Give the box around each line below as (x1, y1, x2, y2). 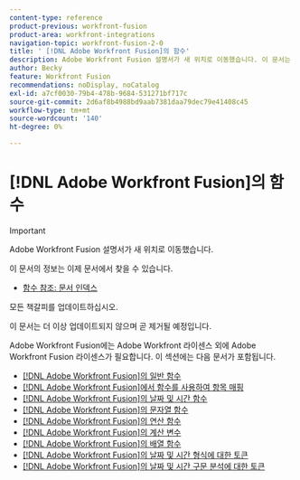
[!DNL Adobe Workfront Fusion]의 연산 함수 (22, 415, 182, 426)
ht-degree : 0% (9, 123, 63, 132)
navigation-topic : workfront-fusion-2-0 (9, 38, 164, 48)
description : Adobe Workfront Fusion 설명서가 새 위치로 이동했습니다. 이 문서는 (9, 55, 291, 64)
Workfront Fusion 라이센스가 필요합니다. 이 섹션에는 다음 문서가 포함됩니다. (9, 351, 277, 362)
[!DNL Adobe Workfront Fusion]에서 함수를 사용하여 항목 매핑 (22, 381, 244, 392)
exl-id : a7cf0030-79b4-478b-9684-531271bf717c (9, 89, 188, 98)
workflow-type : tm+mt (9, 106, 91, 115)
